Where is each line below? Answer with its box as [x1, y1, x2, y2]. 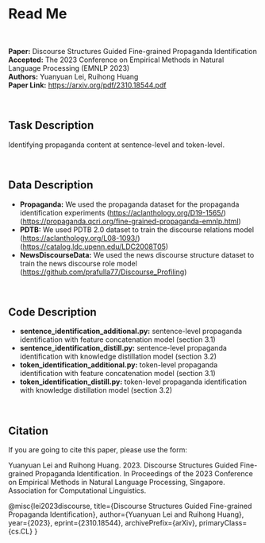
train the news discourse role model [19, 258, 137, 268]
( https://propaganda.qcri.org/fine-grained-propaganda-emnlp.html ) [19, 216, 242, 226]
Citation [8, 424, 49, 437]
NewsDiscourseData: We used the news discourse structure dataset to [19, 250, 255, 259]
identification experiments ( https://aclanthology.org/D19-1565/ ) [19, 208, 226, 217]
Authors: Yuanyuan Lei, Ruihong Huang [8, 72, 139, 81]
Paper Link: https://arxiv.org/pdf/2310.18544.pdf [8, 80, 167, 90]
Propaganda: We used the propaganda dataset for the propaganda [19, 200, 240, 209]
